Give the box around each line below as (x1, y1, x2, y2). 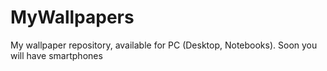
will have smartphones (10, 49, 103, 61)
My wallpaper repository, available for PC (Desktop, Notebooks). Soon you (10, 39, 318, 51)
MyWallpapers (10, 6, 135, 29)
